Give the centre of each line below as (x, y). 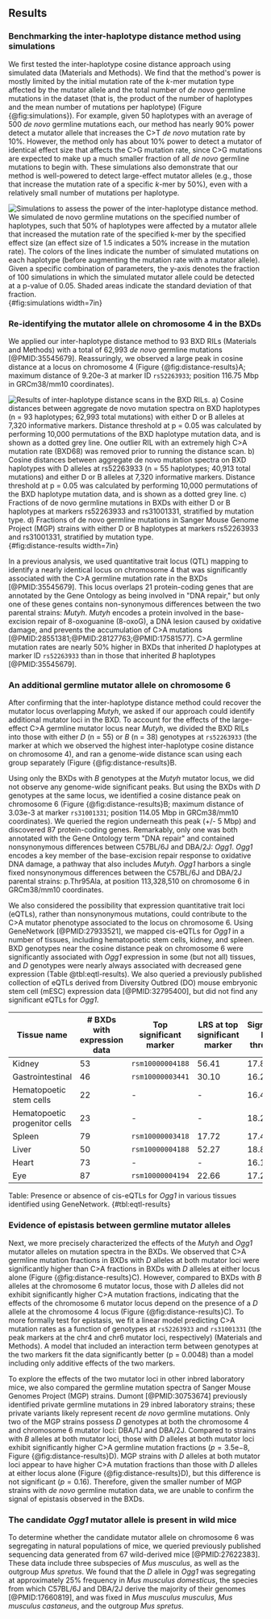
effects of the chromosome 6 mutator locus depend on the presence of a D (133, 1302)
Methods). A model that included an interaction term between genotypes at (133, 1346)
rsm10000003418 (160, 1137)
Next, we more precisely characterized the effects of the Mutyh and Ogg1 (130, 1243)
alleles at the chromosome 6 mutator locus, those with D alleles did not (126, 1286)
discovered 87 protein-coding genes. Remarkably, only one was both (123, 830)
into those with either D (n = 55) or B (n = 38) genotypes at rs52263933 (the (133, 737)
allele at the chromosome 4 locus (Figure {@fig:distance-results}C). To (126, 1311)
